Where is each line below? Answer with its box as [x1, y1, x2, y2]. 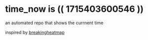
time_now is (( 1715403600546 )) [5, 3, 144, 15]
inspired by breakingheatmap [5, 29, 65, 35]
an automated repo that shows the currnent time [5, 20, 104, 26]
